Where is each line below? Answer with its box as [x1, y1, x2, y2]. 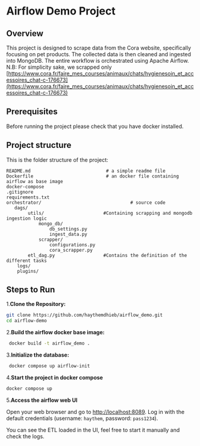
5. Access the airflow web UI [6, 397, 78, 404]
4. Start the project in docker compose [6, 374, 104, 381]
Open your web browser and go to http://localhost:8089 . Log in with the [6, 408, 185, 415]
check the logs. [6, 433, 45, 440]
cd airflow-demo [6, 318, 47, 324]
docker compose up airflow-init [8, 363, 90, 369]
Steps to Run [6, 285, 55, 295]
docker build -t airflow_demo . [8, 340, 90, 346]
